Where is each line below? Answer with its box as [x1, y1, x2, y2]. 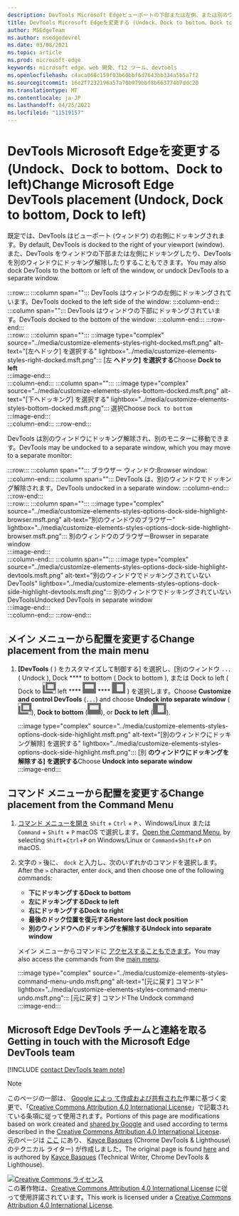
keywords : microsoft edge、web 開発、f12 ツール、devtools [7, 64, 178, 71]
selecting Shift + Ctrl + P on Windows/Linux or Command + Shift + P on [17, 835, 211, 844]
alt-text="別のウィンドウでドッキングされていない [65, 571, 211, 579]
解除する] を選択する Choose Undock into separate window [17, 757, 193, 765]
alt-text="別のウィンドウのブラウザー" [63, 515, 176, 523]
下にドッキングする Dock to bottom [28, 888, 132, 896]
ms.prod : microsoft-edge [7, 57, 81, 64]
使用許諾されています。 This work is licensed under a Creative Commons [19, 1193, 231, 1202]
